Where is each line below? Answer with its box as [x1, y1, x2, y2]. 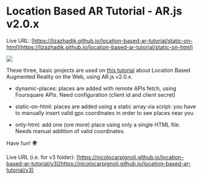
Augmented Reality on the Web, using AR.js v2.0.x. [6, 73, 133, 80]
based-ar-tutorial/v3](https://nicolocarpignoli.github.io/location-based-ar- [6, 160, 192, 167]
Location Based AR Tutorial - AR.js [6, 4, 183, 18]
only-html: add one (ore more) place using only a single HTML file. [15, 121, 180, 128]
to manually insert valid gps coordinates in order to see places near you [15, 109, 194, 116]
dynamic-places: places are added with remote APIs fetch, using [15, 85, 177, 92]
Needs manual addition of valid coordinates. [15, 127, 125, 134]
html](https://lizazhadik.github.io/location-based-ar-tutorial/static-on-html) [6, 44, 194, 51]
